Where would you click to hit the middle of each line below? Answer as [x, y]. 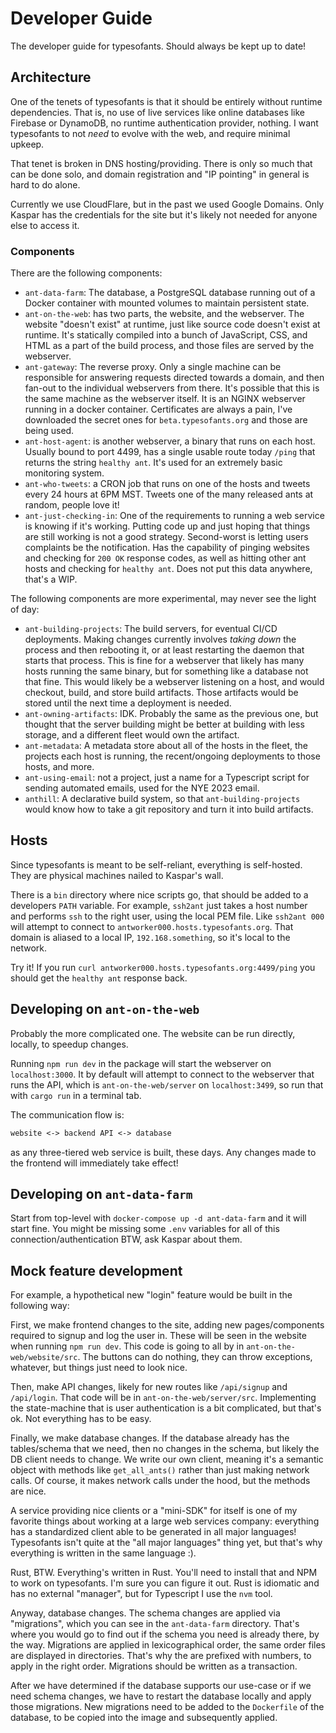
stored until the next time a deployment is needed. [128, 703]
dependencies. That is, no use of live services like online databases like [158, 112]
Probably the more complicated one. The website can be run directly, [153, 1033]
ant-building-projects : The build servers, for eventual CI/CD [151, 629]
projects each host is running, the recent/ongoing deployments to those [172, 756]
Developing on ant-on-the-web [105, 1009]
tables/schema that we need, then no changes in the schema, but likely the [165, 1449]
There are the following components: [86, 273]
